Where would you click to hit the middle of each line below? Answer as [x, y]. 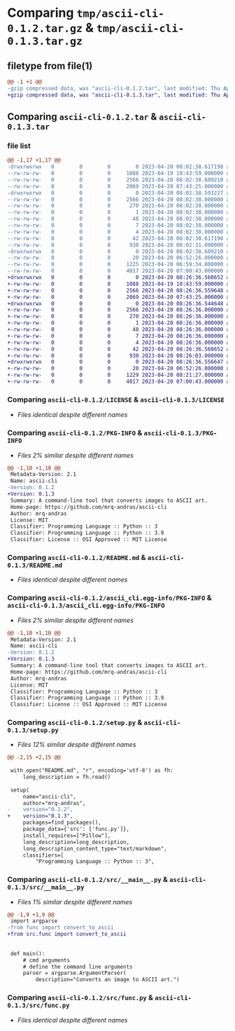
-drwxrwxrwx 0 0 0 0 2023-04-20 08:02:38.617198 [115, 167]
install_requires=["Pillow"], [67, 835]
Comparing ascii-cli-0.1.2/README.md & [77, 557]
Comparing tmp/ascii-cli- [86, 13]
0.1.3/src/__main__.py [46, 888]
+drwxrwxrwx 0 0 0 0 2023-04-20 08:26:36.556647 [115, 362]
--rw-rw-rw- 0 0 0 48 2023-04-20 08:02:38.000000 [115, 219]
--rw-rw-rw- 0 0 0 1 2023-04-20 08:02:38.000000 [115, 212]
